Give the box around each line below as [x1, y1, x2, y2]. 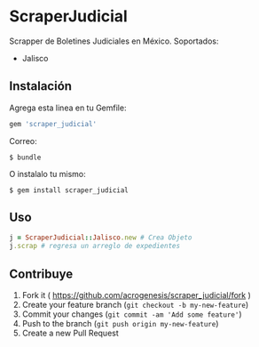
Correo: [9, 135, 37, 146]
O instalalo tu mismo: [9, 168, 86, 179]
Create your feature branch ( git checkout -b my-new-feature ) [21, 300, 249, 310]
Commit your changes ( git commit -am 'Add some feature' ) [21, 309, 242, 319]
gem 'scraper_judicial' [9, 119, 98, 128]
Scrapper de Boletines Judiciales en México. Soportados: [9, 36, 219, 46]
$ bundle [9, 153, 42, 162]
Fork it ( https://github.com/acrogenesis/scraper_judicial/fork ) [21, 290, 251, 300]
